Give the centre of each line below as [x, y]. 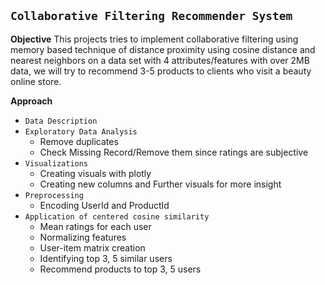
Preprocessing [54, 195]
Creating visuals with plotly [95, 173]
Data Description [61, 121]
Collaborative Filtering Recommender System [151, 16]
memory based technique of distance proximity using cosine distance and [163, 49]
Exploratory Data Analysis [81, 131]
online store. [36, 81]
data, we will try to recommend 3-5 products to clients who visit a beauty [161, 71]
